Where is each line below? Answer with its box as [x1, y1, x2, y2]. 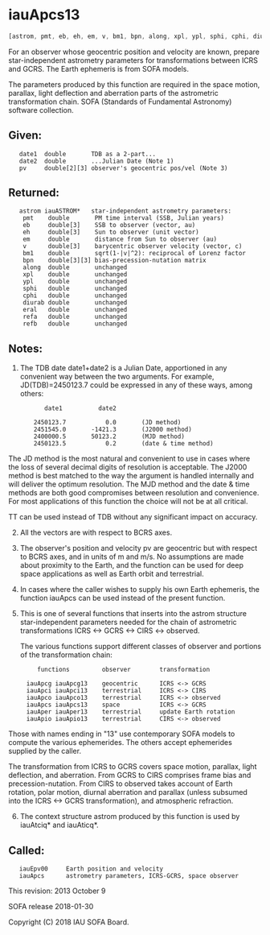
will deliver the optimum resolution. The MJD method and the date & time [8, 479, 251, 489]
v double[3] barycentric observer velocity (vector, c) [22, 242, 243, 250]
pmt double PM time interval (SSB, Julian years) [22, 214, 225, 222]
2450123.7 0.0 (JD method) [33, 419, 182, 427]
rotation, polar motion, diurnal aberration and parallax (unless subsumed [8, 788, 247, 797]
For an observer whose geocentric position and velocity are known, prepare [8, 47, 260, 56]
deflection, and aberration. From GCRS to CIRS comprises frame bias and [8, 771, 252, 780]
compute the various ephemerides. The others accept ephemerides [8, 738, 233, 747]
